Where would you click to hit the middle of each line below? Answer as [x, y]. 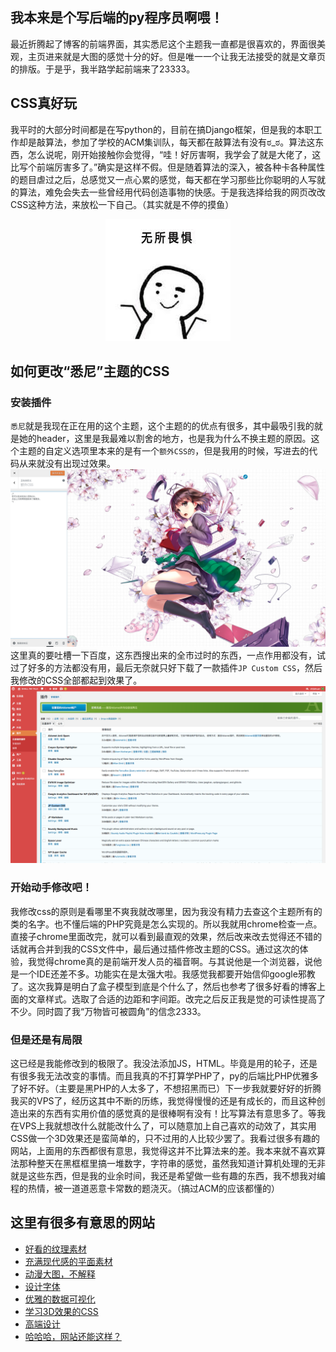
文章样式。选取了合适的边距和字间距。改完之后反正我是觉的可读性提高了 [176, 999]
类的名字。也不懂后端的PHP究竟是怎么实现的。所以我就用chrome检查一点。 [166, 924]
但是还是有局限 [46, 1040]
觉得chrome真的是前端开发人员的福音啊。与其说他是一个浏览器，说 [175, 961]
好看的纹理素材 [55, 1249]
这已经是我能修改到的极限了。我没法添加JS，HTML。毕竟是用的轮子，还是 [164, 1063]
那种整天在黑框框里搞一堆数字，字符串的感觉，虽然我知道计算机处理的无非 [172, 1163]
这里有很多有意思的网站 [82, 1223]
